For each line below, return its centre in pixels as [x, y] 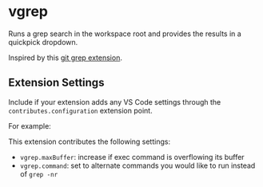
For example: [30, 125]
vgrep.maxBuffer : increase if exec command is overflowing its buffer [132, 157]
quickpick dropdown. [43, 42]
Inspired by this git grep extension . [65, 58]
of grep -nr [39, 173]
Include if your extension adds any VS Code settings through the [115, 101]
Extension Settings [56, 83]
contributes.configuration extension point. [81, 110]
